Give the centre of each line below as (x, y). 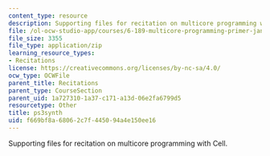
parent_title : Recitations (53, 83)
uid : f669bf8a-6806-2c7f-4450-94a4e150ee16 (82, 121)
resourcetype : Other (43, 105)
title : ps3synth (35, 113)
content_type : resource (48, 16)
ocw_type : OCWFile (39, 76)
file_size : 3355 (35, 38)
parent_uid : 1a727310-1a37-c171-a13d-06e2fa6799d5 (95, 98)
